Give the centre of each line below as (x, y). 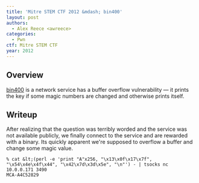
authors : (17, 23)
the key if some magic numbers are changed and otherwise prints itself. (95, 96)
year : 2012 (20, 51)
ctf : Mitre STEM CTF (32, 46)
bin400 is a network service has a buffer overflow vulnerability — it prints (97, 89)
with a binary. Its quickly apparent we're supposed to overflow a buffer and (99, 142)
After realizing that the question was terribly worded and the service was (97, 129)
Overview (25, 75)
